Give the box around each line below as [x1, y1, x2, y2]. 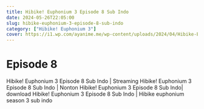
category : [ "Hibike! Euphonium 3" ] [6, 25, 97, 32]
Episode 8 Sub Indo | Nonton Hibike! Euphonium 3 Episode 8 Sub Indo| [6, 84, 183, 91]
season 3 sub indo [6, 97, 53, 104]
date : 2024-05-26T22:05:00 [6, 15, 75, 21]
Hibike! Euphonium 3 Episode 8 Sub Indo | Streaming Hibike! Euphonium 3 [6, 78, 192, 85]
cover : [6, 31, 23, 38]
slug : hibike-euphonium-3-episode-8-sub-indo [6, 20, 123, 26]
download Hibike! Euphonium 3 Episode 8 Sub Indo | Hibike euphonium [6, 90, 185, 97]
